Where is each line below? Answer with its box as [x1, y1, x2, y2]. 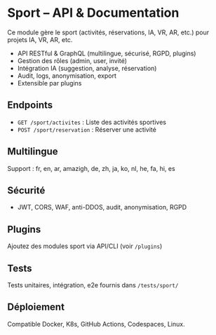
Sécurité [7, 184, 46, 196]
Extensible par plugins [17, 78, 82, 87]
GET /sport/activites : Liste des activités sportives [17, 118, 167, 126]
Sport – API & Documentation [7, 5, 180, 21]
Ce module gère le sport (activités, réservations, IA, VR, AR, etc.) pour [7, 28, 209, 36]
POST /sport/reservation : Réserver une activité [17, 125, 156, 134]
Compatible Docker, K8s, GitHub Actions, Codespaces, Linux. [7, 320, 185, 328]
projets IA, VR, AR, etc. [7, 35, 73, 43]
